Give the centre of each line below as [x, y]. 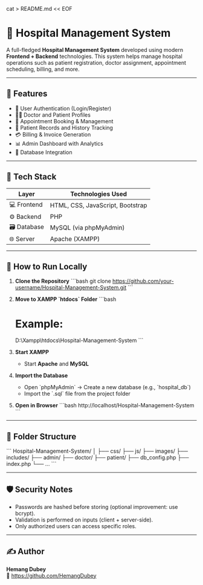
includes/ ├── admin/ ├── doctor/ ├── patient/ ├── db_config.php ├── [98, 457]
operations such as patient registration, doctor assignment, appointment [96, 62]
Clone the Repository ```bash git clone [63, 281]
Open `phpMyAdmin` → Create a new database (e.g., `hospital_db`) [108, 387]
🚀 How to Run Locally [47, 266]
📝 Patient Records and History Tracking [64, 128]
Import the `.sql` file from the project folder [77, 394]
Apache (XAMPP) [75, 239]
